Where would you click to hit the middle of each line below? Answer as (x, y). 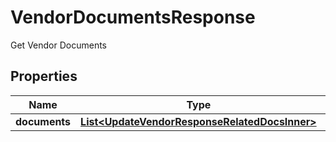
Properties (44, 76)
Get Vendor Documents (58, 45)
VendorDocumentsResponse (133, 17)
